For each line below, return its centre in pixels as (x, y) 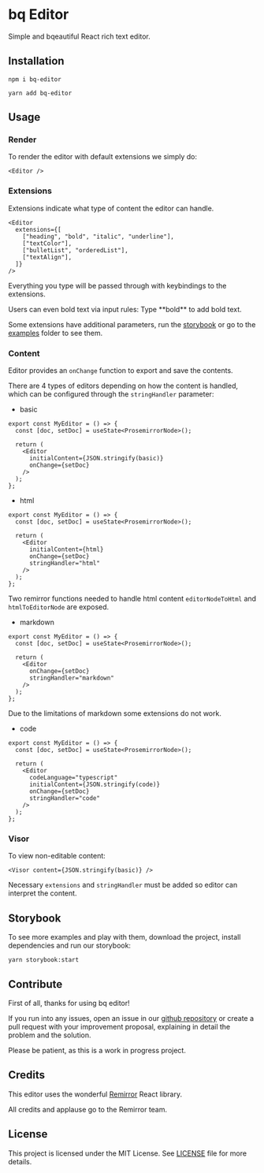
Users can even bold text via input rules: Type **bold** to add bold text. (125, 309)
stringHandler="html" (65, 564)
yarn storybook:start (44, 960)
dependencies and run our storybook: (70, 946)
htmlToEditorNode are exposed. (59, 607)
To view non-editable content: (57, 856)
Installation (36, 61)
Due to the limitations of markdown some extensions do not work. (115, 713)
